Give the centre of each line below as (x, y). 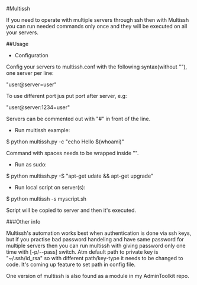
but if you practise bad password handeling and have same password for (95, 239)
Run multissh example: (42, 130)
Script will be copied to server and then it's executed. (71, 210)
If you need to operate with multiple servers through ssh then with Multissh (98, 20)
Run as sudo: (31, 164)
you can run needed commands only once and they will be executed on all (97, 26)
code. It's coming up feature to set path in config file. (71, 264)
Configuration (31, 55)
